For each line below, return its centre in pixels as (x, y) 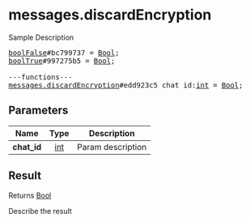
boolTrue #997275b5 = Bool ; (62, 61)
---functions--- (40, 77)
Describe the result (40, 211)
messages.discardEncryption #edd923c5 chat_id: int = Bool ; (126, 85)
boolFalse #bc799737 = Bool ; (64, 53)
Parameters (38, 111)
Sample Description (41, 37)
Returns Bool (30, 195)
